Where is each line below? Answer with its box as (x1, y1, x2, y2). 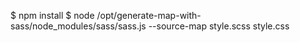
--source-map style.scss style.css (148, 20, 290, 32)
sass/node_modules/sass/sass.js (10, 20, 147, 32)
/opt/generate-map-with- (96, 10, 202, 21)
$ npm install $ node (10, 10, 95, 21)
